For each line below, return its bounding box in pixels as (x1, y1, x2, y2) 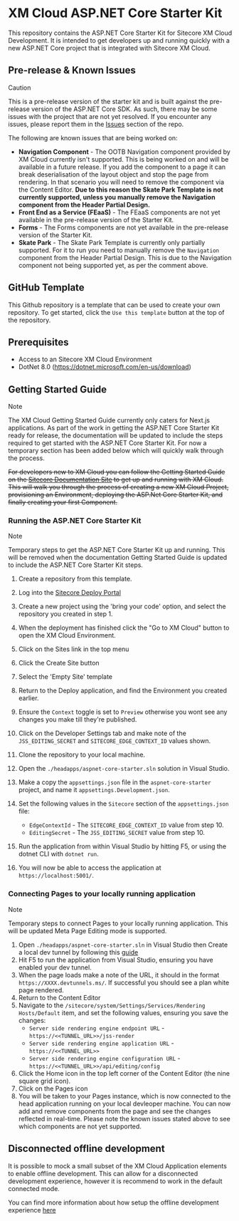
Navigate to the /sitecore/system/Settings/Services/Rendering (18, 1001, 206, 1009)
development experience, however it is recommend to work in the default (8, 1177, 223, 1185)
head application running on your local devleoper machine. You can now (18, 1099, 231, 1108)
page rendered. (18, 985, 65, 994)
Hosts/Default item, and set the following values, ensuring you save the (18, 1008, 228, 1017)
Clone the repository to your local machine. (18, 750, 145, 759)
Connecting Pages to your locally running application (8, 889, 196, 899)
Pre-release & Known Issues (8, 64, 136, 76)
